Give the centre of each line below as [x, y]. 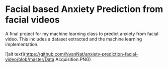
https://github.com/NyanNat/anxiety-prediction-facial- [82, 54]
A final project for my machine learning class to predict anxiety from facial [82, 33]
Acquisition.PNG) [73, 59]
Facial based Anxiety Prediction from [84, 9]
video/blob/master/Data [30, 59]
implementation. [22, 44]
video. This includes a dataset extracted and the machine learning [74, 39]
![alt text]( [16, 54]
